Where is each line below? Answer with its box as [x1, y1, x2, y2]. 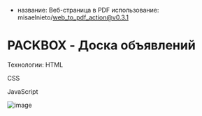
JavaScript [7, 87, 38, 96]
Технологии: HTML [7, 60, 64, 69]
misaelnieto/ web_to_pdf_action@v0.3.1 [17, 13, 129, 22]
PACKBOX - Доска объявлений [7, 38, 196, 53]
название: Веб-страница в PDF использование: [17, 6, 159, 14]
